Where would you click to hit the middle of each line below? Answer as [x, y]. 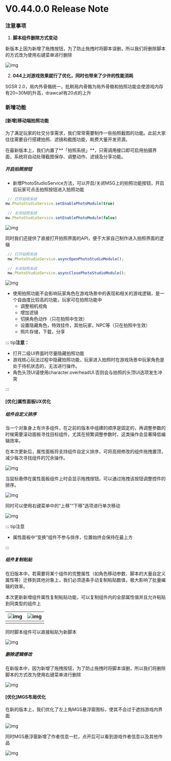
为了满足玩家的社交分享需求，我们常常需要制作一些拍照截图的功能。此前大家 [85, 133]
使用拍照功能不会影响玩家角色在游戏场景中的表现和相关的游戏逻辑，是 [86, 293]
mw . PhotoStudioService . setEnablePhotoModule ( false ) [61, 218]
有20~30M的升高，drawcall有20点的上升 [48, 93]
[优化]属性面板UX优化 [28, 401]
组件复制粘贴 [19, 560]
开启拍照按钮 [19, 169]
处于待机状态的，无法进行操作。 [46, 366]
